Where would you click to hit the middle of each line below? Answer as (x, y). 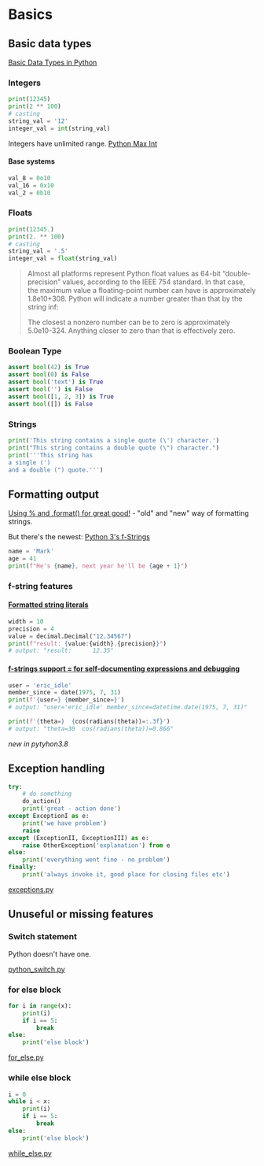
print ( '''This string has (50, 455)
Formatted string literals (48, 605)
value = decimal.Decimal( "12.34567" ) (70, 636)
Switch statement (42, 937)
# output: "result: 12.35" (61, 651)
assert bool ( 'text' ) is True (56, 382)
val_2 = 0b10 (29, 193)
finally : (22, 868)
